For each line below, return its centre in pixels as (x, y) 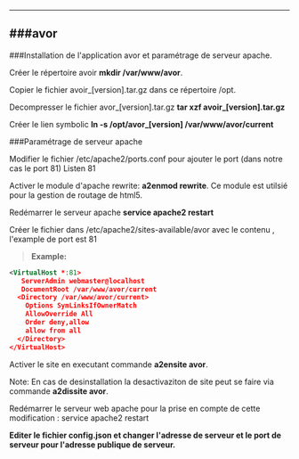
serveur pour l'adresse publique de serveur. (93, 444)
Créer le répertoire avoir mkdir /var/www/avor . (96, 72)
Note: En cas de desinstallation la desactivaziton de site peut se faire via (141, 381)
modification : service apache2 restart (79, 418)
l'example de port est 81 (53, 239)
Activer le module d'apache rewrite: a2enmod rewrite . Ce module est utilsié (149, 185)
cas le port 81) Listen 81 (53, 168)
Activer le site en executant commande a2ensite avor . (109, 364)
